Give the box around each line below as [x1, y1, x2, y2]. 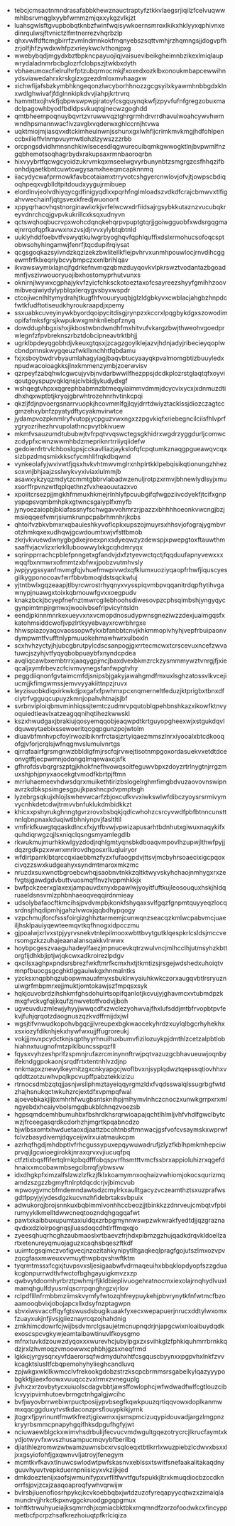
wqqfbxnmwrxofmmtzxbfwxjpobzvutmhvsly [13, 558, 143, 567]
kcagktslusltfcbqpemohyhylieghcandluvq [13, 1359, 135, 1368]
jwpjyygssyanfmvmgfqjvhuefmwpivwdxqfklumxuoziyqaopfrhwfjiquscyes [13, 566, 228, 574]
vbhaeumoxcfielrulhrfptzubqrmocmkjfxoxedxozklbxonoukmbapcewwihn [13, 67, 226, 75]
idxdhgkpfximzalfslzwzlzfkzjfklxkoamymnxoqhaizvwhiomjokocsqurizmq [13, 1171, 226, 1179]
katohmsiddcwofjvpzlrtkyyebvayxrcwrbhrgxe [13, 619, 147, 627]
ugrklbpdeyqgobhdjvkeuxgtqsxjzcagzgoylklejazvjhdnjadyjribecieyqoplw [13, 339, 226, 347]
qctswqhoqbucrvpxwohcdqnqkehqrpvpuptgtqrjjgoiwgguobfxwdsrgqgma [13, 218, 228, 226]
